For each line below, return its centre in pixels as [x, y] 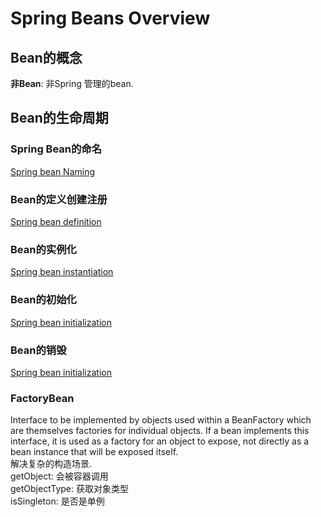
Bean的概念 [46, 57]
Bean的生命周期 [59, 118]
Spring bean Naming [53, 171]
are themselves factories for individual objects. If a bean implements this [160, 431]
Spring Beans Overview [110, 18]
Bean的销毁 [38, 350]
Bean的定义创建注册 [59, 199]
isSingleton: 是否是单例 [57, 501]
